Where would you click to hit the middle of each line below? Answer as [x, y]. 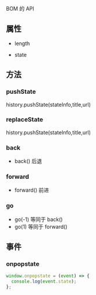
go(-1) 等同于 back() [38, 219]
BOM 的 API [20, 9]
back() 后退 [28, 161]
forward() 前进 [32, 190]
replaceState [25, 120]
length [22, 43]
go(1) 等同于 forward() [41, 226]
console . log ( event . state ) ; [44, 282]
